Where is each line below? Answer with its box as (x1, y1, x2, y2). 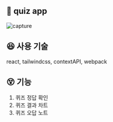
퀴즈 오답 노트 (15, 109, 48, 117)
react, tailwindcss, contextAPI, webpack (6, 58, 108, 65)
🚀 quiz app (6, 6, 48, 16)
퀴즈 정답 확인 (15, 94, 48, 101)
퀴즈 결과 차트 (15, 101, 48, 109)
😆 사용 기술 (6, 41, 49, 52)
